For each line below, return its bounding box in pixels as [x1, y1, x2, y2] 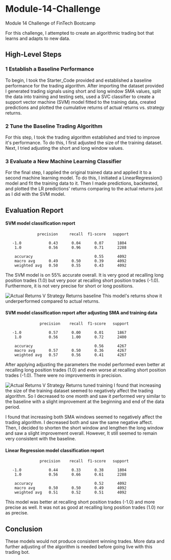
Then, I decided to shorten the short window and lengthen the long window [5, 425, 164, 431]
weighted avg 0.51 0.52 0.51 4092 [14, 490, 127, 495]
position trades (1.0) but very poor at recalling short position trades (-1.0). [5, 277, 160, 283]
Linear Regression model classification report [5, 447, 105, 453]
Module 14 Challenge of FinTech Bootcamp [5, 20, 96, 26]
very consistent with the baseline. [5, 436, 77, 442]
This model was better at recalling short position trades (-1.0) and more [5, 499, 155, 505]
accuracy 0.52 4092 [14, 481, 127, 486]
